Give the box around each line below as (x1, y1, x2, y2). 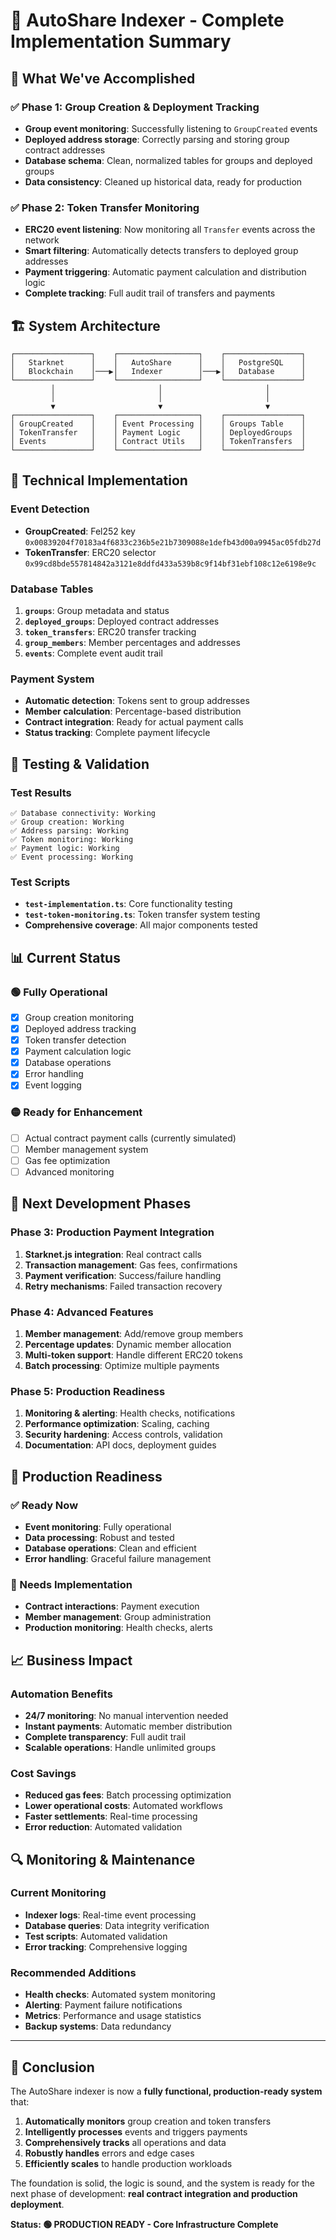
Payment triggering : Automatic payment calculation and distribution (24, 266, 307, 278)
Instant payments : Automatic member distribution (24, 1720, 233, 1732)
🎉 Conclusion (10, 2059, 95, 2076)
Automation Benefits (10, 1687, 113, 1701)
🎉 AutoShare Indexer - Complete (10, 9, 285, 32)
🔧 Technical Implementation (10, 472, 188, 489)
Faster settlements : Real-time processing (24, 1810, 198, 1823)
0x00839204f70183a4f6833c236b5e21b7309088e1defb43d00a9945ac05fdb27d (24, 537, 322, 548)
